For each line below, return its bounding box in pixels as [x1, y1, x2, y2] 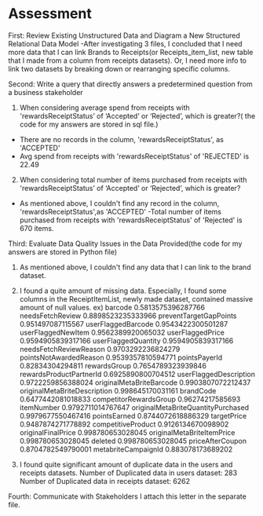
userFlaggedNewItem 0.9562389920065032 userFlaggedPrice [19, 328, 225, 337]
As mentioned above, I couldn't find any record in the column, [19, 198, 220, 208]
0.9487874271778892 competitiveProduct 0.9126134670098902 [19, 419, 229, 429]
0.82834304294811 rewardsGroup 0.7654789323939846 [19, 360, 206, 370]
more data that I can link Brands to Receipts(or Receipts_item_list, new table [8, 47, 254, 57]
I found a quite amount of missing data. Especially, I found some [19, 286, 227, 295]
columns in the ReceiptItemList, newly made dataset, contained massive [19, 294, 254, 303]
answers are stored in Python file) [8, 247, 118, 256]
